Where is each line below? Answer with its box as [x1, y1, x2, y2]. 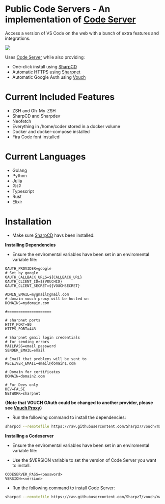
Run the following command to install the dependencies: [12, 414, 126, 420]
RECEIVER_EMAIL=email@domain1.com [5, 361, 76, 366]
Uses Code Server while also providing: [5, 54, 85, 60]
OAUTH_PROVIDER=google [5, 266, 52, 271]
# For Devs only [5, 382, 38, 387]
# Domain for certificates [5, 369, 60, 375]
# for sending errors [5, 339, 50, 344]
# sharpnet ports [5, 317, 41, 323]
